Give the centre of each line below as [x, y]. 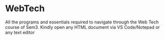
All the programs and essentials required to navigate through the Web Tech [82, 22]
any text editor [20, 32]
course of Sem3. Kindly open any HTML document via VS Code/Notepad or [82, 27]
